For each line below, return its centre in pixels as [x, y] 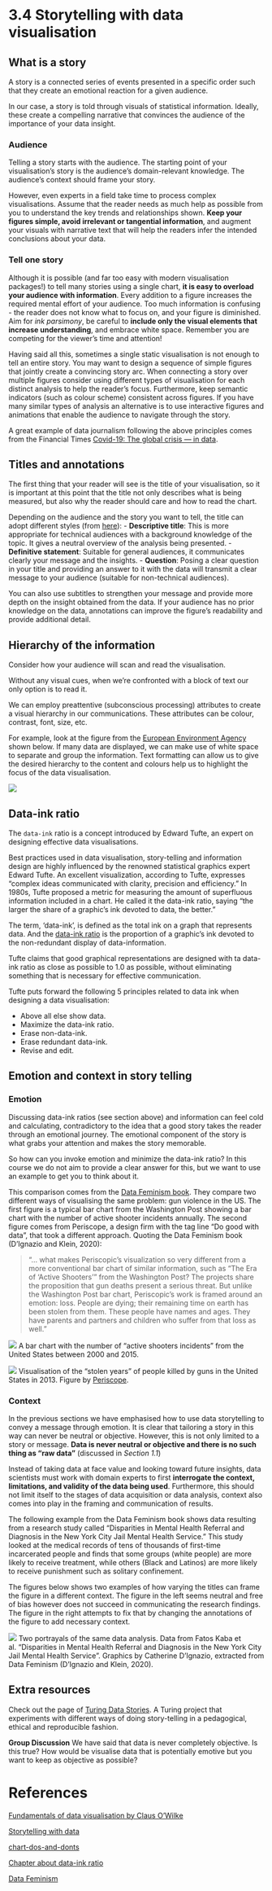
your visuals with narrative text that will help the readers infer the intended [133, 230]
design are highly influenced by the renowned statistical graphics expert [129, 867]
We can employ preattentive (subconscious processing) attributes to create [135, 705]
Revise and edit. [47, 1051]
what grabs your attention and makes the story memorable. [108, 1143]
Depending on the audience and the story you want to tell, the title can [126, 517]
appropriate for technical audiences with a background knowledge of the [130, 534]
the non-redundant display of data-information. [87, 943]
